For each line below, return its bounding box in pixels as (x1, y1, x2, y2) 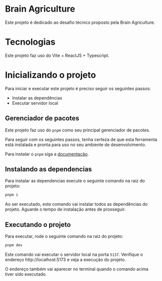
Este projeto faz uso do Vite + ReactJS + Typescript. (5, 52, 110, 58)
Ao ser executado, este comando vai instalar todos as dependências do (5, 201, 148, 207)
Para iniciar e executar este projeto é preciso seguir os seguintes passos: (5, 85, 151, 91)
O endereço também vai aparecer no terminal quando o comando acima (5, 266, 149, 272)
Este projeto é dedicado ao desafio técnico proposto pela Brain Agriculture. (5, 19, 156, 25)
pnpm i (5, 193, 18, 198)
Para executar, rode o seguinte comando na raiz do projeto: (5, 233, 123, 239)
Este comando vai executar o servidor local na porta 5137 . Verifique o (5, 251, 143, 257)
